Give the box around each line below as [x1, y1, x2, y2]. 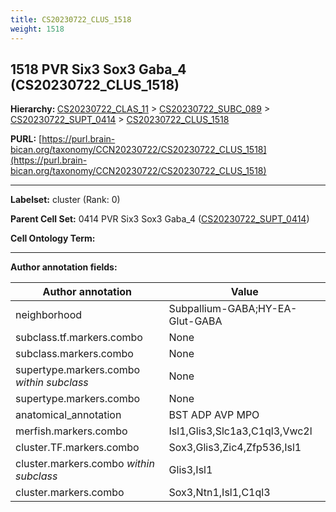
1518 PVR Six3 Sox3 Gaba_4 [10, 61, 187, 78]
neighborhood [15, 308, 83, 322]
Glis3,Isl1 [168, 463, 213, 477]
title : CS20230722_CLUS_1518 [10, 14, 132, 25]
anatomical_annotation [15, 408, 122, 422]
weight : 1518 [10, 24, 65, 34]
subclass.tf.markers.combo [15, 331, 143, 345]
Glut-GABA [168, 314, 223, 328]
